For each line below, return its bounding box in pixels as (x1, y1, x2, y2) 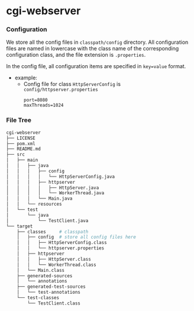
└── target (6, 223, 33, 229)
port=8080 (23, 97, 48, 103)
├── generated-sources (17, 272, 73, 279)
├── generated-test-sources (17, 284, 86, 290)
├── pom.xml (6, 140, 35, 146)
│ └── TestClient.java (6, 217, 89, 223)
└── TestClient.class (27, 300, 81, 306)
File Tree (6, 116, 31, 124)
